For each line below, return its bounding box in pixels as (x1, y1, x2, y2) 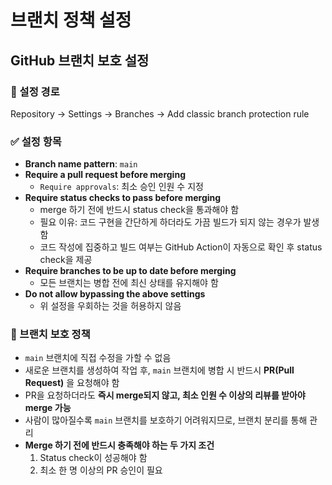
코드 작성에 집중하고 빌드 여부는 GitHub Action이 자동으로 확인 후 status (39, 241, 323, 253)
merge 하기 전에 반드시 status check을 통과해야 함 (39, 204, 240, 216)
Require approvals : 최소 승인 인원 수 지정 (39, 181, 204, 193)
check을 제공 (39, 254, 93, 266)
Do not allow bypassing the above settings (24, 288, 206, 300)
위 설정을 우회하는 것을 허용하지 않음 (39, 300, 182, 312)
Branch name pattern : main (24, 158, 138, 170)
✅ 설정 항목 (10, 134, 62, 148)
